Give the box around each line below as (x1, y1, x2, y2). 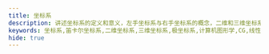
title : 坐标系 (8, 11, 52, 20)
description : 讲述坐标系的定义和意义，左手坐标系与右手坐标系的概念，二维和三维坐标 (8, 19, 258, 27)
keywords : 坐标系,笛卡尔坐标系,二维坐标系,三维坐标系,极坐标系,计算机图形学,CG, (8, 26, 250, 34)
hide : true (8, 33, 45, 42)
